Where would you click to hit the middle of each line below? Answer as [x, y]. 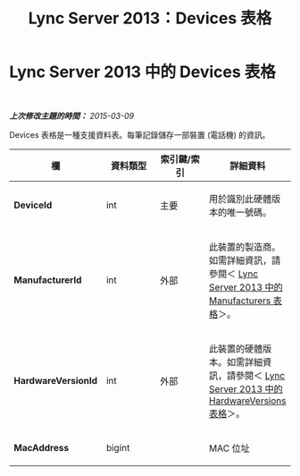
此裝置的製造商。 [245, 247]
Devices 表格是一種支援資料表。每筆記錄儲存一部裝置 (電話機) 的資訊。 [140, 134]
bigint [118, 447]
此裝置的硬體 [236, 348]
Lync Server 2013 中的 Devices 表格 [143, 72]
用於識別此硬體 [240, 199]
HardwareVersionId [56, 380]
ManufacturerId [48, 280]
